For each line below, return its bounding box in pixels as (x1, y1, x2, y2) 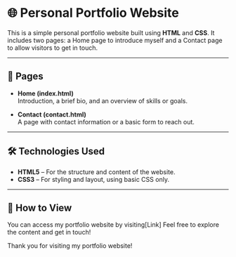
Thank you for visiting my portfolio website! (7, 242, 133, 250)
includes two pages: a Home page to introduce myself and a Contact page (7, 36, 223, 44)
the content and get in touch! (7, 228, 91, 237)
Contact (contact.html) (17, 110, 86, 119)
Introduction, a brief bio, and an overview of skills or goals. (17, 96, 188, 105)
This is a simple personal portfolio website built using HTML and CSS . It (7, 28, 215, 37)
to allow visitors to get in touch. (7, 44, 98, 52)
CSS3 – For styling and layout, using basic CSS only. (17, 175, 170, 183)
